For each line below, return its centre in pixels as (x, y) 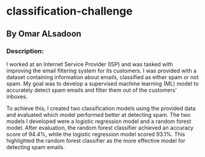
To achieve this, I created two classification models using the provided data (101, 108)
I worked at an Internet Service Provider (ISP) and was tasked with (90, 64)
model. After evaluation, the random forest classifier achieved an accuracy (100, 127)
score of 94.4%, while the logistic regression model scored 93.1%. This (96, 134)
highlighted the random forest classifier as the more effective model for (96, 141)
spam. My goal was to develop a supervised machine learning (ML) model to (103, 83)
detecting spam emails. (36, 147)
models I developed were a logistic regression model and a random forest (99, 121)
